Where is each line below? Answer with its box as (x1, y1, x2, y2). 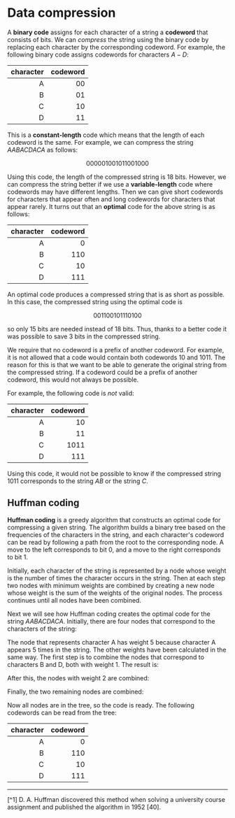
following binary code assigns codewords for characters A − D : (7, 50, 189, 59)
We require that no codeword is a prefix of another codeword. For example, (7, 345, 225, 354)
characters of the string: (7, 624, 77, 633)
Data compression (7, 5, 116, 21)
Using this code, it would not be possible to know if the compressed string (7, 469, 222, 478)
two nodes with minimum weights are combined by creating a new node (7, 581, 215, 589)
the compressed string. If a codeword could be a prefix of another (7, 368, 198, 376)
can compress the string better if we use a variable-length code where (7, 180, 213, 188)
